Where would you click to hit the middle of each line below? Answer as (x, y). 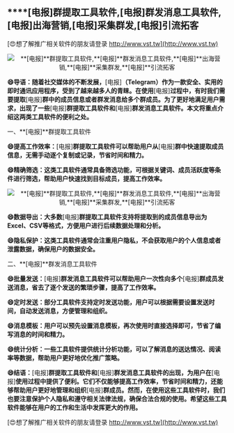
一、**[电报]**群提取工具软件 (49, 132)
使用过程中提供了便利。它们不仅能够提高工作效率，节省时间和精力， (113, 381)
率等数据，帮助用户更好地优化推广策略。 (65, 358)
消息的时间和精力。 (40, 334)
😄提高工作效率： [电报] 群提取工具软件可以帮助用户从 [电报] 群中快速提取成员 (116, 146)
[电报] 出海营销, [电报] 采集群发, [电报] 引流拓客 (103, 25)
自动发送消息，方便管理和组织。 (65, 310)
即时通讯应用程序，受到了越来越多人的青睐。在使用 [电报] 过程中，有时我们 (113, 90)
